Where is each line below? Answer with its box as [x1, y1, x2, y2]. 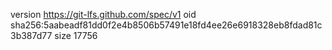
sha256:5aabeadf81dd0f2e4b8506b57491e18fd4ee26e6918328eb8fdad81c [10, 19, 323, 31]
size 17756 [54, 30, 98, 41]
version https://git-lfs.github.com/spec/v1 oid [10, 9, 197, 20]
